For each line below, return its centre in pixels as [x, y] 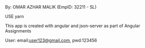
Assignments [18, 31]
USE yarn [15, 16]
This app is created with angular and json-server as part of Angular [73, 26]
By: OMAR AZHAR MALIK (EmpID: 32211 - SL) [51, 7]
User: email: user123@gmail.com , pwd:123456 [51, 40]
